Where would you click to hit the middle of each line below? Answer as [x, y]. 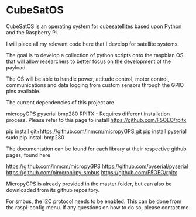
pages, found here [28, 155]
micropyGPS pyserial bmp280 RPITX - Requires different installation [88, 114]
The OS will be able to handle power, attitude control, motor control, [88, 79]
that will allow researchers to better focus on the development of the [89, 61]
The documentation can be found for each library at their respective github [96, 149]
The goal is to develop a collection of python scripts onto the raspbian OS [95, 55]
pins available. [23, 91]
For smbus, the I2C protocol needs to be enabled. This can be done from [94, 201]
